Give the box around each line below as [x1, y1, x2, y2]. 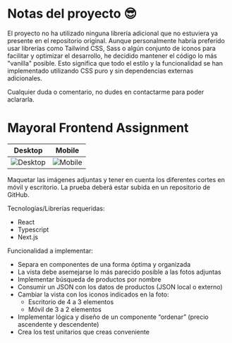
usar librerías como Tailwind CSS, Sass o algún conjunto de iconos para [7, 44, 216, 52]
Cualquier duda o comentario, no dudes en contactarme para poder [7, 88, 204, 96]
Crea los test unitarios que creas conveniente [17, 327, 150, 336]
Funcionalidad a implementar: [7, 246, 94, 255]
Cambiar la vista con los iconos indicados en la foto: [17, 290, 169, 299]
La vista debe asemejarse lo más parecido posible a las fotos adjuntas [17, 267, 221, 276]
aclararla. [7, 95, 35, 104]
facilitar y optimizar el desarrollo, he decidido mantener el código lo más [7, 52, 217, 60]
